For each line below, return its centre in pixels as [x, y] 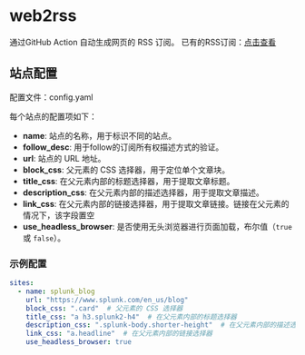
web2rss [43, 16]
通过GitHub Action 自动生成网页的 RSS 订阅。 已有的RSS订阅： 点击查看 [143, 42]
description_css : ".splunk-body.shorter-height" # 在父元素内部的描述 [158, 325]
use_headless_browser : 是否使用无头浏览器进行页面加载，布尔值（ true [157, 226]
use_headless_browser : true [79, 342]
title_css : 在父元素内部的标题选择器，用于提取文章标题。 [128, 181]
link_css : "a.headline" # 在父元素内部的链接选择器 [119, 334]
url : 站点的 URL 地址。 [64, 158]
